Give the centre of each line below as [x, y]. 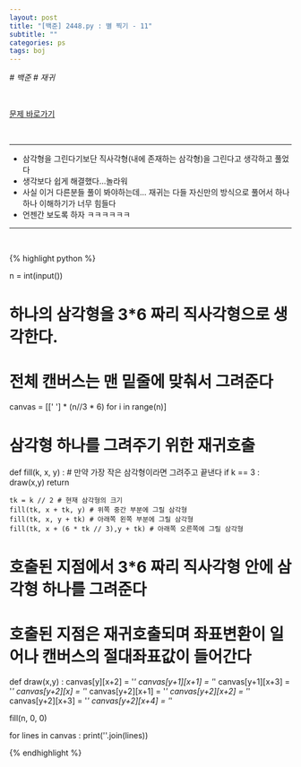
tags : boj [28, 51]
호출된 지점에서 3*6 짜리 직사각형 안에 [142, 568]
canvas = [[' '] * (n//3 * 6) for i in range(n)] [88, 407]
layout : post [34, 17]
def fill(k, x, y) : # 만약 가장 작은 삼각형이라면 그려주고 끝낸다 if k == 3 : [134, 472]
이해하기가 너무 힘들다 [77, 203]
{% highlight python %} [52, 259]
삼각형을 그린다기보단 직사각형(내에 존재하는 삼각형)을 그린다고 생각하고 [147, 159]
